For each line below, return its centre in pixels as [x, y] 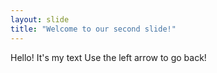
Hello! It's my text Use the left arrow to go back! [108, 57]
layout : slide [40, 19]
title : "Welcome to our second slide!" [93, 29]
